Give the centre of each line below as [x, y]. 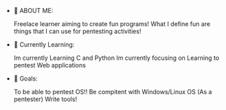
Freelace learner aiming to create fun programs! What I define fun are [112, 24]
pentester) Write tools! [45, 99]
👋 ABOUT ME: [33, 11]
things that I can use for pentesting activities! [77, 31]
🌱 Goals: [25, 78]
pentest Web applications [49, 65]
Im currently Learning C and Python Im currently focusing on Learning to [116, 58]
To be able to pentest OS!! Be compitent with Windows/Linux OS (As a [113, 92]
